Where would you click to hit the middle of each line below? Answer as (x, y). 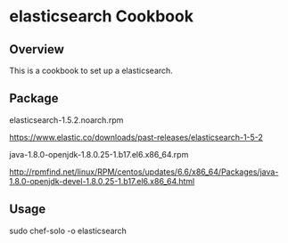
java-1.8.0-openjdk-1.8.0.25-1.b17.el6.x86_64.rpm (99, 154)
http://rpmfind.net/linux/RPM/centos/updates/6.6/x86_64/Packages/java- (144, 172)
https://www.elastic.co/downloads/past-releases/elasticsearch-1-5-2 (136, 137)
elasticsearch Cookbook (102, 16)
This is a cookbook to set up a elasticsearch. (91, 70)
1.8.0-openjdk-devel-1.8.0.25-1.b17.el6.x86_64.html (102, 181)
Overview (37, 49)
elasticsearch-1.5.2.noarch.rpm (66, 120)
